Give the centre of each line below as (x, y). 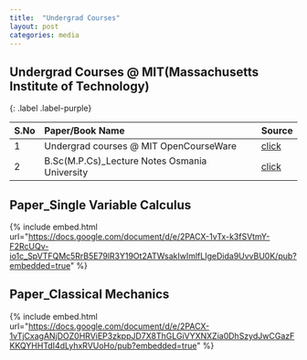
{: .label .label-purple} (51, 108)
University (66, 173)
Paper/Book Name (85, 131)
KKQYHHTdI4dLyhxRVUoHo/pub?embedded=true (103, 345)
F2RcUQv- (29, 246)
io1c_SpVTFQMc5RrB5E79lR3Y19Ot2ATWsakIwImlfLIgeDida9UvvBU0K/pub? (153, 256)
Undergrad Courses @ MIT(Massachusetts (134, 72)
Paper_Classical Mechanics (90, 295)
